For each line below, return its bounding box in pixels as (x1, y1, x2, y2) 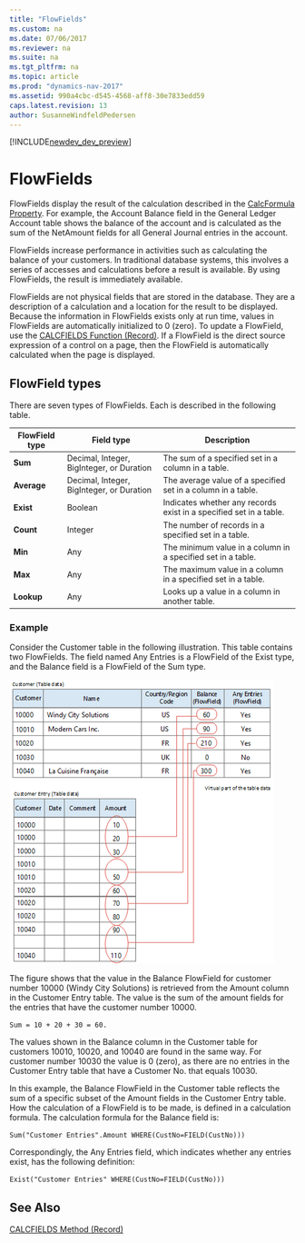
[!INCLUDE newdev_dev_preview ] (9, 136, 132, 147)
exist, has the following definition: (9, 1157, 135, 1168)
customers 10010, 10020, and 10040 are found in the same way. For (9, 1046, 262, 1058)
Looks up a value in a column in (162, 586, 280, 597)
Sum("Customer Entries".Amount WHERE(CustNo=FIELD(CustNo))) (9, 1131, 246, 1140)
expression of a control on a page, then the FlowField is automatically (9, 340, 270, 351)
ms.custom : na (9, 24, 64, 34)
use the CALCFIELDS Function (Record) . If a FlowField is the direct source (9, 330, 286, 341)
